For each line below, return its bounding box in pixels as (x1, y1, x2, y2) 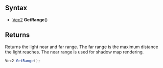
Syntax (5, 4, 27, 12)
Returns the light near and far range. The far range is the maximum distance (5, 44, 158, 50)
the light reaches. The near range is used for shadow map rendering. (5, 49, 144, 55)
